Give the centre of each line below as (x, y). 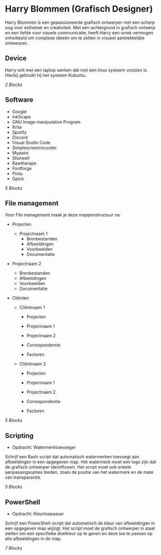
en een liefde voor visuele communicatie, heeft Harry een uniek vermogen (79, 33)
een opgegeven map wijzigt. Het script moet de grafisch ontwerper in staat (80, 528)
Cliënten (20, 298)
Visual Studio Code (31, 142)
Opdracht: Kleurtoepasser (38, 514)
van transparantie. (23, 477)
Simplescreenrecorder (34, 148)
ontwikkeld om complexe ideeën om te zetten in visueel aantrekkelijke (75, 38)
